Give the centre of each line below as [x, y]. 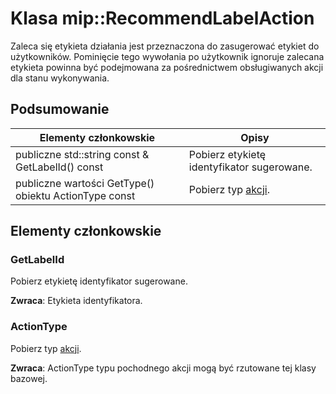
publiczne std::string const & [82, 154]
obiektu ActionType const [75, 195]
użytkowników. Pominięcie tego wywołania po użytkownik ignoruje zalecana [167, 56]
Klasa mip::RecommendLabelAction [162, 18]
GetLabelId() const [59, 167]
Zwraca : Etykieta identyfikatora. [76, 301]
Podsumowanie [60, 109]
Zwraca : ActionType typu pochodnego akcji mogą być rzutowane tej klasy [163, 368]
